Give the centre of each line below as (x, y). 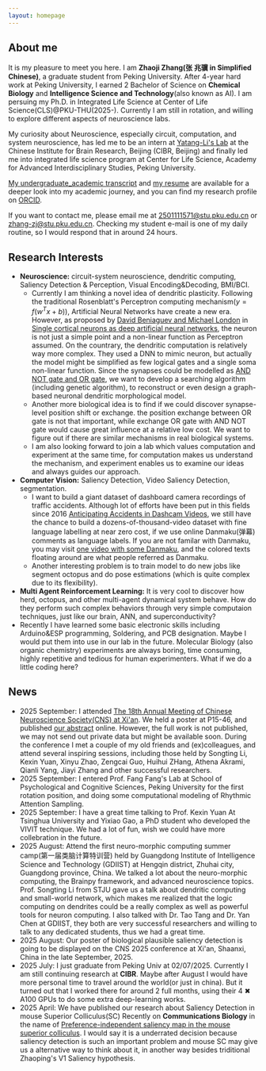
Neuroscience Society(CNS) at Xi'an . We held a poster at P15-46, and (133, 720)
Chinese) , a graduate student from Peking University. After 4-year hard (125, 77)
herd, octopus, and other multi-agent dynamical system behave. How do (138, 599)
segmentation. (43, 488)
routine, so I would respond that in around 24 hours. (93, 232)
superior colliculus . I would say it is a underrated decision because (128, 1033)
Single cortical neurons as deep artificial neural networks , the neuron (144, 328)
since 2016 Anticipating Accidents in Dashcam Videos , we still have (141, 513)
